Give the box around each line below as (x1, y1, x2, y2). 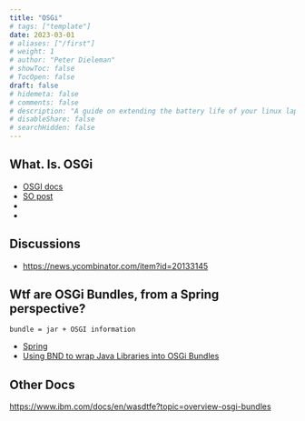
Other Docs (9, 376, 75, 392)
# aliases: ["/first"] (9, 38, 95, 48)
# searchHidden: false (9, 124, 95, 133)
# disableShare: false (9, 115, 95, 124)
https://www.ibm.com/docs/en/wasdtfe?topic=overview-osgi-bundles (9, 401, 271, 412)
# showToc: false (9, 65, 75, 74)
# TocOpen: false (9, 73, 75, 82)
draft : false (9, 81, 59, 90)
